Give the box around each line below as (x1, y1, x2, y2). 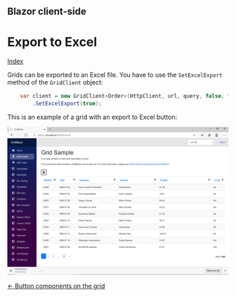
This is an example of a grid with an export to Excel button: (7, 113, 178, 122)
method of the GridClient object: (7, 78, 103, 87)
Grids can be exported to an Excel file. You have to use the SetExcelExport (7, 70, 223, 80)
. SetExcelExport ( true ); (32, 100, 102, 108)
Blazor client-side (7, 6, 86, 18)
